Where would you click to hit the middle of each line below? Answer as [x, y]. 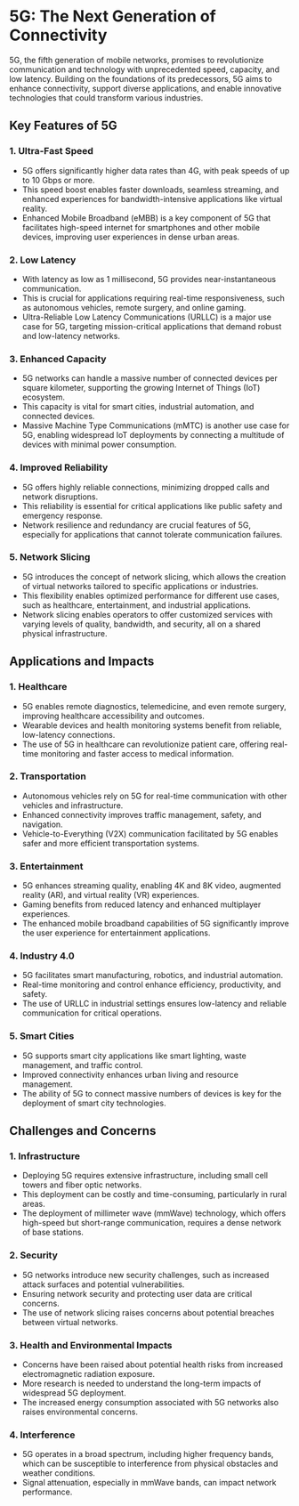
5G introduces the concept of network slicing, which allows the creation [154, 577]
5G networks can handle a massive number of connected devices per [149, 378]
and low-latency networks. [71, 336]
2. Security [33, 1255]
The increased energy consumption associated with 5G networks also [150, 1402]
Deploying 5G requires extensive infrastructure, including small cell [145, 1176]
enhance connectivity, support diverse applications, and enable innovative [145, 88]
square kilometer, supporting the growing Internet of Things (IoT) [141, 388]
